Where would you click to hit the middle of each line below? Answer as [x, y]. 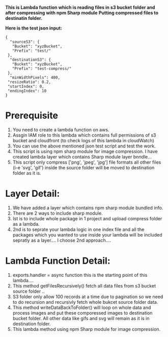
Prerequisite [32, 115]
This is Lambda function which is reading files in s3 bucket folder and [80, 7]
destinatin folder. [24, 18]
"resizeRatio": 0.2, [29, 82]
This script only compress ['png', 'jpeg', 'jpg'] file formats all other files [87, 162]
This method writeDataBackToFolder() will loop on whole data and [82, 307]
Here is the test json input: [34, 28]
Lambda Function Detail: [58, 261]
